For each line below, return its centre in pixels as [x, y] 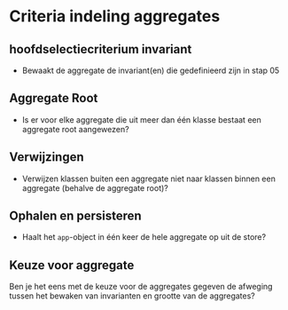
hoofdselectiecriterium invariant [101, 49]
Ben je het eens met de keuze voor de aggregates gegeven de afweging [141, 287]
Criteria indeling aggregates [115, 16]
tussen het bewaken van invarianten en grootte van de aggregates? [132, 296]
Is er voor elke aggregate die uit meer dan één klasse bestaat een [141, 119]
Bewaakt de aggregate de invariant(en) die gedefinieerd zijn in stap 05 [151, 70]
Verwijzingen [47, 157]
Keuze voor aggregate [72, 265]
